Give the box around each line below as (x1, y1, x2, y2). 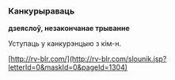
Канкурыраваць (8, 6, 75, 17)
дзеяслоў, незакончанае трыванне (8, 24, 131, 33)
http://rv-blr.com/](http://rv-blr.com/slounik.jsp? (10, 54, 167, 64)
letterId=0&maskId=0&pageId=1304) (8, 63, 128, 72)
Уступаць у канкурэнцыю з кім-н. (8, 39, 122, 48)
